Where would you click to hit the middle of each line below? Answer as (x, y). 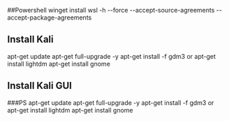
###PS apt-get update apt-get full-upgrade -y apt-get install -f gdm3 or (111, 102)
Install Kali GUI (39, 86)
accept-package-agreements (50, 17)
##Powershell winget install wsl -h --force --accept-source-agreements (111, 10)
